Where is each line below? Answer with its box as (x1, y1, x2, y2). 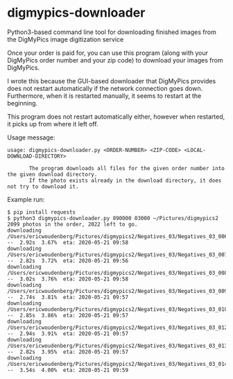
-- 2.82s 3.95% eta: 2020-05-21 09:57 (7, 348, 129, 355)
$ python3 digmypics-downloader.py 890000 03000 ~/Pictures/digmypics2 (7, 214, 218, 221)
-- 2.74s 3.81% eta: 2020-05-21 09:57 (7, 294, 129, 301)
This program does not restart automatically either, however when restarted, (7, 112, 225, 121)
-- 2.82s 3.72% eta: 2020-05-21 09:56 (7, 257, 129, 264)
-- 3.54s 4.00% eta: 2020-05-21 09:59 (7, 367, 129, 373)
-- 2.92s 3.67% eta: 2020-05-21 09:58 (7, 239, 129, 246)
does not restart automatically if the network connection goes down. (7, 84, 203, 92)
